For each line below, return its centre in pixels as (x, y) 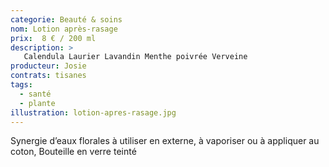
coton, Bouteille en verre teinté (73, 152)
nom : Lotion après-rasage (64, 29)
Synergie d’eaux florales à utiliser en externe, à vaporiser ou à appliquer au (165, 141)
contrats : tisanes (48, 76)
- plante (37, 103)
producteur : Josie (48, 66)
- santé (35, 94)
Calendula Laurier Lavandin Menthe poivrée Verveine (135, 57)
